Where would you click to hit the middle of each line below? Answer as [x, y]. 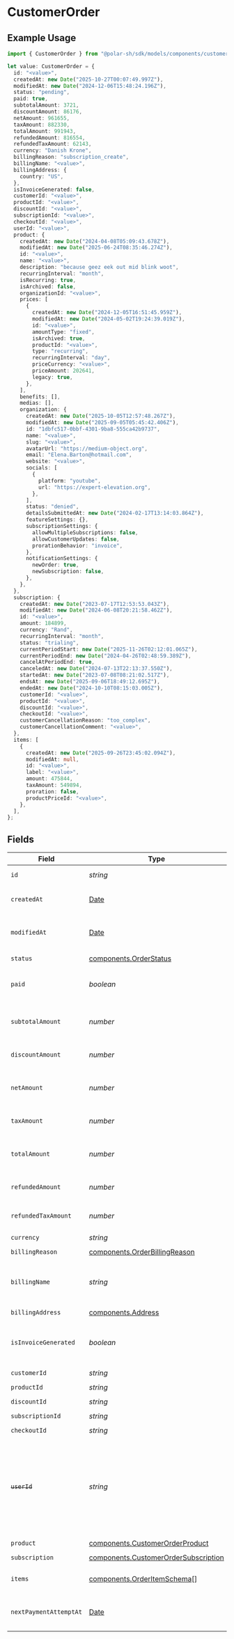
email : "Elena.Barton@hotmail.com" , [79, 455]
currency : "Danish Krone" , [53, 150]
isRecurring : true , [48, 280]
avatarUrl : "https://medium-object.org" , [87, 449]
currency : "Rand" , [46, 630]
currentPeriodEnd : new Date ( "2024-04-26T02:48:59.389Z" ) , [106, 655]
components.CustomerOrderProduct [149, 1543]
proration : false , [52, 791]
